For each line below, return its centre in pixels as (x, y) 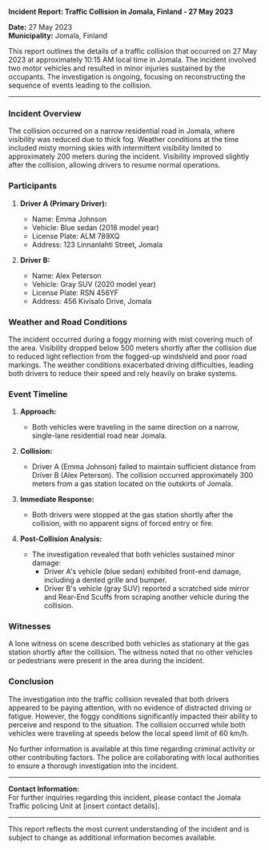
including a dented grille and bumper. (105, 580)
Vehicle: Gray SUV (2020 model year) (94, 284)
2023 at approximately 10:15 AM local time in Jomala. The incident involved (132, 60)
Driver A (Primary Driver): (64, 203)
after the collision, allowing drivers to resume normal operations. (114, 165)
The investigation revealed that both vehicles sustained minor (133, 555)
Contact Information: (44, 788)
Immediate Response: (57, 500)
